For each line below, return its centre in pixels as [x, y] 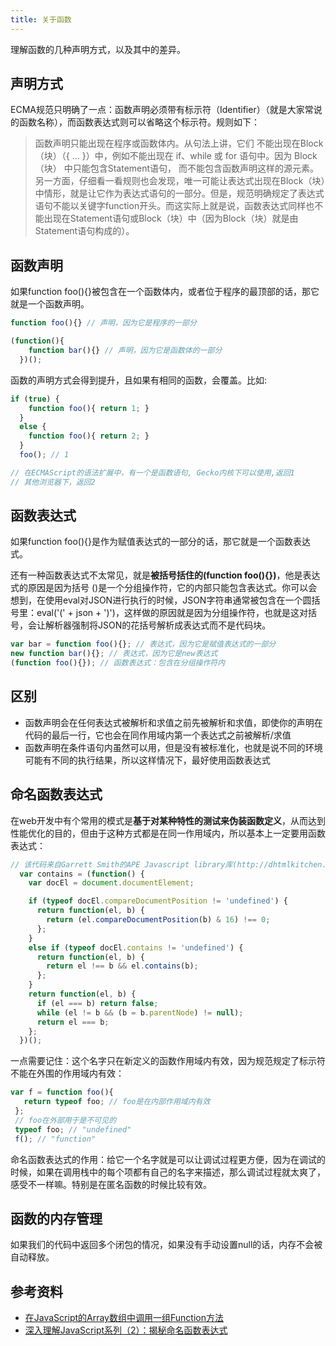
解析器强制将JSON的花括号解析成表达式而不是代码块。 [158, 625]
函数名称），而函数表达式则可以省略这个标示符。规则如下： [139, 122]
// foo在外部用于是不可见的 [65, 1120]
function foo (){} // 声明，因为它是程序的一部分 [103, 323]
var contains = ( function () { [82, 874]
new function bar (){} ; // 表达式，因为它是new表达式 [114, 654]
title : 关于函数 [41, 19]
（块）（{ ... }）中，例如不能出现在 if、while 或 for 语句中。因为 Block [176, 156]
